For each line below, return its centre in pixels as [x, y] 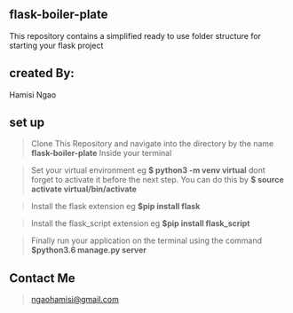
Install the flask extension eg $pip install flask [115, 207]
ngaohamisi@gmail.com [75, 300]
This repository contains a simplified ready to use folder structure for [135, 35]
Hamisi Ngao [33, 94]
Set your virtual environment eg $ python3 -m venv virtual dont [148, 170]
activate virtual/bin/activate [84, 189]
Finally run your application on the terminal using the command [146, 241]
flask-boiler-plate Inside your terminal [101, 153]
